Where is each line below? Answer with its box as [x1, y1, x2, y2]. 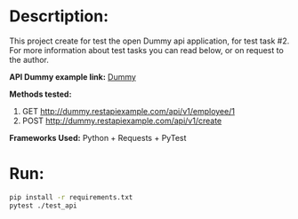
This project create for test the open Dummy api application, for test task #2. [9, 35, 290, 46]
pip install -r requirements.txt [9, 192, 133, 201]
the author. [9, 54, 49, 65]
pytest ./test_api [9, 201, 77, 210]
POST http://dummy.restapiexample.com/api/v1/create [21, 115, 222, 126]
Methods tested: [9, 89, 72, 99]
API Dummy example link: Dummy [9, 71, 136, 82]
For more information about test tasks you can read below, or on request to [9, 44, 285, 55]
